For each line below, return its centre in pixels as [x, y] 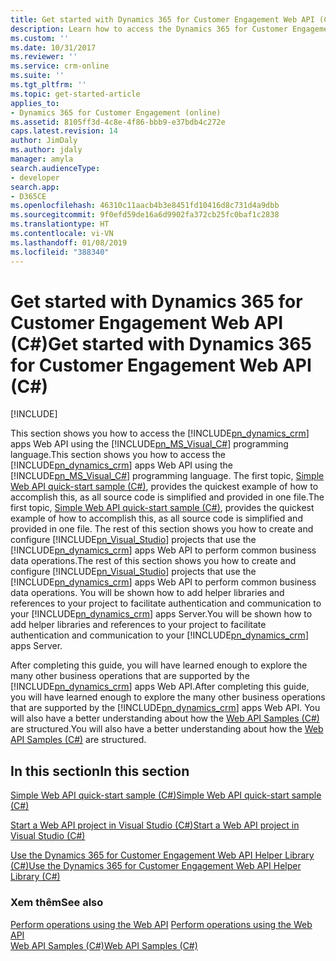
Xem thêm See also [57, 903]
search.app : [35, 187]
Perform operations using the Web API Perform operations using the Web [161, 924]
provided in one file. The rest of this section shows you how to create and [162, 529]
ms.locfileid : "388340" [60, 252]
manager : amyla [42, 159]
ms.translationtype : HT [60, 224]
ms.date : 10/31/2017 [53, 47]
